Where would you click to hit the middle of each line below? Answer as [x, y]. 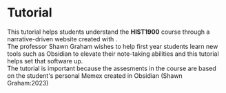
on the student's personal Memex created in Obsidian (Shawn [95, 75]
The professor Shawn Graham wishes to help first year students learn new [113, 46]
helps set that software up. [45, 61]
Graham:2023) [28, 83]
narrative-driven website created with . [62, 39]
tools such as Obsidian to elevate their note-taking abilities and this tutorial [113, 54]
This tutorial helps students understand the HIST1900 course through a [109, 32]
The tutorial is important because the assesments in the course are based [112, 68]
